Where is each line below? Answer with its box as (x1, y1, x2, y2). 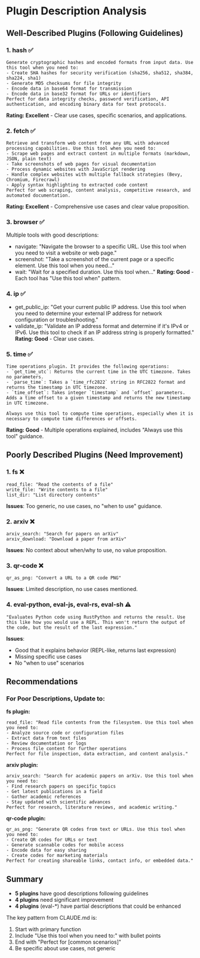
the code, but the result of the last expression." (6, 625, 137, 630)
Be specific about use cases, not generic (14, 945, 116, 952)
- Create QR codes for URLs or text (6, 837, 97, 843)
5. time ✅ (6, 350, 33, 358)
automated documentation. (6, 192, 70, 198)
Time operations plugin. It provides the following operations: (6, 363, 170, 370)
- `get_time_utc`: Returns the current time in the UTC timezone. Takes (6, 369, 191, 375)
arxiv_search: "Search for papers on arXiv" (6, 531, 119, 537)
